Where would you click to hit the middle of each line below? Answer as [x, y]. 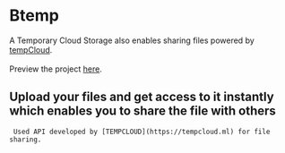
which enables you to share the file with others [142, 111]
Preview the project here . [56, 69]
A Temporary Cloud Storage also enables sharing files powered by [132, 40]
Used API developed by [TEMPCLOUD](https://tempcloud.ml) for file [142, 132]
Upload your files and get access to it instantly [142, 97]
